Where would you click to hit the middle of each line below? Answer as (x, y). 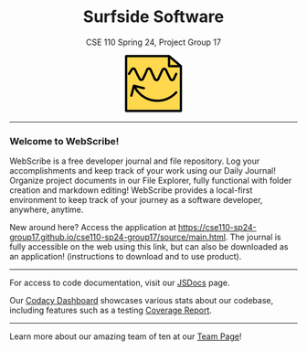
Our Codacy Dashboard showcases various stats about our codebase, (142, 301)
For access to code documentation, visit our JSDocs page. (120, 283)
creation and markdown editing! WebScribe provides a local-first (131, 190)
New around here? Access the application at (93, 228)
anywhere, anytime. (47, 210)
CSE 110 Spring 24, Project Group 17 (153, 42)
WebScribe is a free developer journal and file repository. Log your (135, 161)
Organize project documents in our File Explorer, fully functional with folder (151, 181)
